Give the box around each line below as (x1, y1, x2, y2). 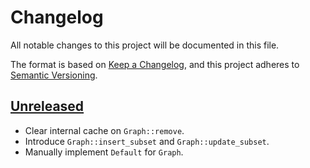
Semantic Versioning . (10, 69, 98, 81)
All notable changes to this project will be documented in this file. (10, 39, 280, 51)
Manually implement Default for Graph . (24, 146, 184, 158)
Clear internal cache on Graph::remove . (24, 124, 185, 136)
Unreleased (10, 98, 85, 115)
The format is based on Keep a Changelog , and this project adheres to (10, 58, 300, 70)
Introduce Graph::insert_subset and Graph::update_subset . (24, 135, 270, 147)
